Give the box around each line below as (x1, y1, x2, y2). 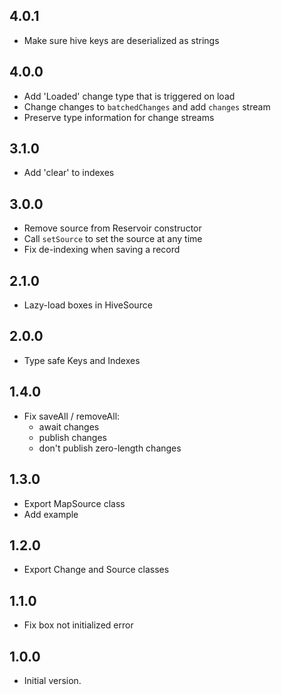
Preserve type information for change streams (23, 111, 215, 123)
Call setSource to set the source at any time (23, 233, 203, 245)
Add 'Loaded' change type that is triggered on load (23, 90, 236, 102)
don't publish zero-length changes (38, 442, 182, 454)
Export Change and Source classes (23, 564, 170, 576)
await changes (38, 420, 100, 433)
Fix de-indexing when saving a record (23, 244, 181, 256)
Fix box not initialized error (23, 619, 134, 631)
